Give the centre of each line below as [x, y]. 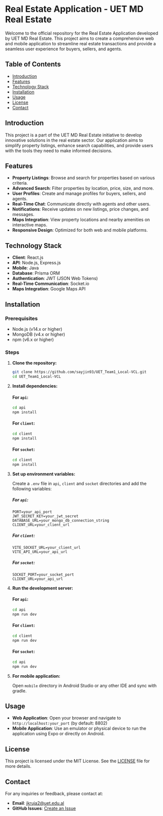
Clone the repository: [34, 363]
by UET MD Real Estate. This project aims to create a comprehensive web [80, 38]
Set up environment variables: [44, 474]
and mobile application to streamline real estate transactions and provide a [81, 43]
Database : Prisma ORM [36, 273]
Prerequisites [21, 318]
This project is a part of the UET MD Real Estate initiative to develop [74, 135]
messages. [23, 215]
